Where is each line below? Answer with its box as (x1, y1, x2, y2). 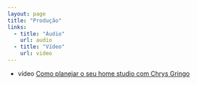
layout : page (7, 10, 46, 18)
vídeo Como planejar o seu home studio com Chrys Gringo (17, 69, 191, 78)
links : (7, 23, 27, 30)
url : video (20, 50, 53, 57)
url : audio (20, 37, 53, 44)
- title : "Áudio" (14, 30, 65, 38)
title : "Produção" (7, 17, 62, 24)
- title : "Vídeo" (14, 43, 65, 50)
